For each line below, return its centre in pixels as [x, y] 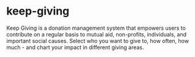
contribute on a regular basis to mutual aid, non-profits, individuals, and [97, 34]
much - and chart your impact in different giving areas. [75, 47]
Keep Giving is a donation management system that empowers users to [96, 28]
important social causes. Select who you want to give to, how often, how [98, 41]
